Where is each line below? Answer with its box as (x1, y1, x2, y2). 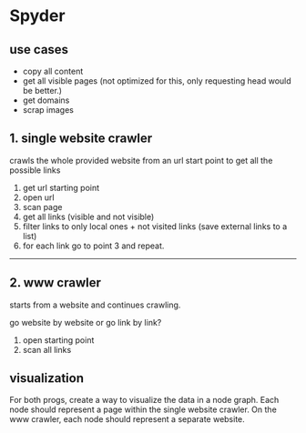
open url (22, 192, 55, 203)
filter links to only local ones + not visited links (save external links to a (22, 220, 288, 232)
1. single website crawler (9, 131, 153, 146)
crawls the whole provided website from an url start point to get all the (9, 155, 273, 166)
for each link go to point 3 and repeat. (22, 240, 165, 251)
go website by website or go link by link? (9, 317, 162, 327)
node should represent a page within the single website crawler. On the (9, 404, 278, 415)
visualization (9, 370, 85, 387)
